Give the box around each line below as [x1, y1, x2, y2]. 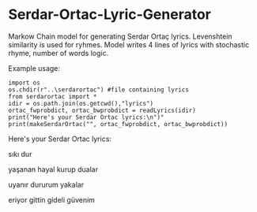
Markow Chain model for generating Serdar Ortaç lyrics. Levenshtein [8, 32, 232, 41]
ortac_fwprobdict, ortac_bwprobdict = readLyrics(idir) [8, 106, 196, 114]
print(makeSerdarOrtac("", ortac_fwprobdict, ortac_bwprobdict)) [8, 120, 228, 128]
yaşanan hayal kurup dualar [8, 164, 99, 174]
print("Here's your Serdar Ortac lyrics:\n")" [8, 113, 164, 121]
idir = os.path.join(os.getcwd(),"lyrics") [8, 99, 154, 107]
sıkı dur [8, 149, 32, 158]
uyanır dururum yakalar [8, 180, 85, 189]
